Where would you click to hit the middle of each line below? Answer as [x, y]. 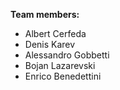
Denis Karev [50, 44]
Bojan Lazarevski [60, 65]
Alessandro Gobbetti [67, 55]
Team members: [45, 14]
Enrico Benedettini [63, 76]
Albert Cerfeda [55, 33]
